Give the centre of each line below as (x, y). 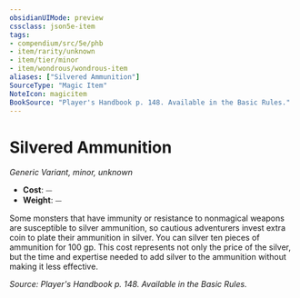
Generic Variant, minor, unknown (71, 173)
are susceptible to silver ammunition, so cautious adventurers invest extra (148, 228)
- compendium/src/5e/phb (56, 43)
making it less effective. (54, 267)
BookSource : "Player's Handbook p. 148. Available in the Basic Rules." (150, 102)
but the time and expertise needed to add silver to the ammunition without (148, 257)
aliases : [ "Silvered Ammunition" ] (75, 77)
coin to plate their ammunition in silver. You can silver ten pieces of (135, 238)
